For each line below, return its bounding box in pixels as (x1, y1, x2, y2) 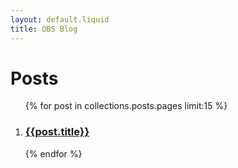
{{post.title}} (24, 125, 90, 139)
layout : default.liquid (10, 14, 110, 25)
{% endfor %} (24, 147, 83, 160)
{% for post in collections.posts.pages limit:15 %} (24, 100, 228, 112)
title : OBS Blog (10, 24, 78, 34)
